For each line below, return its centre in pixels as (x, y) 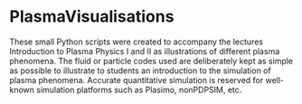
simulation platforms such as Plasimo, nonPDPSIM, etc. (139, 90)
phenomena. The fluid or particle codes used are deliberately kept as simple (151, 61)
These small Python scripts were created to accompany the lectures (137, 42)
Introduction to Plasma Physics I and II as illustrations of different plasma (145, 51)
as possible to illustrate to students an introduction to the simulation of (140, 71)
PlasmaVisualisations (92, 17)
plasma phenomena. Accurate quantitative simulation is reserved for (137, 80)
